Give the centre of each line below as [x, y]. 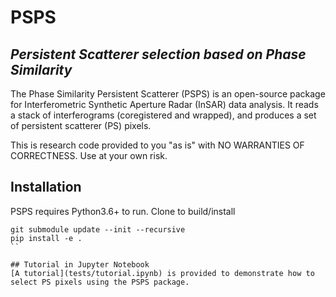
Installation [46, 187]
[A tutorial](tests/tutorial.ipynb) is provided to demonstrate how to [162, 273]
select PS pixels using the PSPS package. [100, 282]
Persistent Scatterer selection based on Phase [158, 54]
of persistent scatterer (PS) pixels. [81, 125]
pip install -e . [46, 238]
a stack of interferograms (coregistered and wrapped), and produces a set [163, 115]
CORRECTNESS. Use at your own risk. [89, 155]
